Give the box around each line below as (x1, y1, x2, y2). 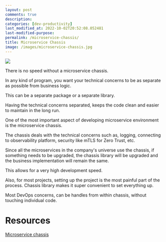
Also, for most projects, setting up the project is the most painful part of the (5, 177, 161, 183)
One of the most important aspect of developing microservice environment (5, 117, 159, 123)
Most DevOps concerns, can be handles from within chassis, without (5, 192, 147, 198)
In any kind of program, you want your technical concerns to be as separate (5, 77, 161, 83)
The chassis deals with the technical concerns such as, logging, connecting (5, 132, 161, 138)
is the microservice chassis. (5, 122, 62, 128)
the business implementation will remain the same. (5, 157, 109, 163)
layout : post (5, 7, 32, 12)
